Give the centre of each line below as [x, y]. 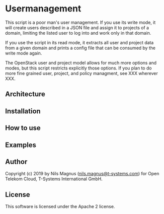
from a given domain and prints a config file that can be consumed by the [80, 48]
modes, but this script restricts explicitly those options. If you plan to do [79, 68]
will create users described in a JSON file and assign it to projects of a [77, 27]
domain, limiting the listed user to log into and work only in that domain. [78, 33]
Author [16, 162]
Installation [23, 111]
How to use [23, 128]
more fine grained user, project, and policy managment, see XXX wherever [82, 73]
